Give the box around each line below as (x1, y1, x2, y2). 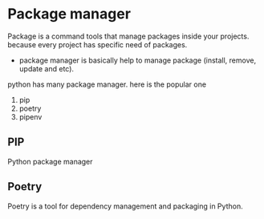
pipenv (18, 112, 43, 121)
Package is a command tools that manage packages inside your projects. (7, 31, 250, 41)
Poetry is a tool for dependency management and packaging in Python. (7, 201, 243, 211)
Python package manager (7, 156, 93, 166)
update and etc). (18, 63, 74, 73)
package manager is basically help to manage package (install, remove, (18, 55, 257, 65)
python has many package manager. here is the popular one (7, 79, 206, 89)
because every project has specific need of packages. (7, 39, 188, 49)
